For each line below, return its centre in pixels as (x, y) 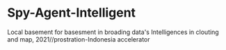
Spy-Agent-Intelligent (72, 13)
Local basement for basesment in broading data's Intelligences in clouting (113, 32)
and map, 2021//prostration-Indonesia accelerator (79, 39)
